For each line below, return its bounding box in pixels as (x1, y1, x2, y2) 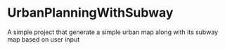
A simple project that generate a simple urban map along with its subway (7, 28, 219, 36)
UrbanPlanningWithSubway (7, 5, 174, 21)
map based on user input (7, 35, 80, 43)
